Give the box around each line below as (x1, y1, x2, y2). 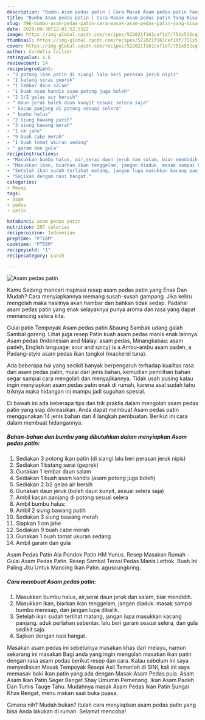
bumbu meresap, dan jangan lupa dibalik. (15, 607, 120, 614)
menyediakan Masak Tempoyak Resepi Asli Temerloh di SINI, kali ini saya (7, 663, 190, 671)
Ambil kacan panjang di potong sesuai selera (15, 494, 128, 501)
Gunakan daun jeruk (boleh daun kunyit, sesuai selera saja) (15, 488, 164, 495)
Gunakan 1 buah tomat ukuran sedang (15, 533, 111, 540)
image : (7, 32, 24, 38)
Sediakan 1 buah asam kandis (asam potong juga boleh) (15, 474, 156, 482)
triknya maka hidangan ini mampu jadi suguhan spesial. (7, 388, 145, 395)
